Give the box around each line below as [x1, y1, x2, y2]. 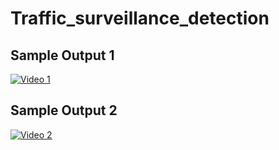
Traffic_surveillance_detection [10, 7, 270, 30]
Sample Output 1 [10, 47, 115, 64]
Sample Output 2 [10, 102, 118, 119]
